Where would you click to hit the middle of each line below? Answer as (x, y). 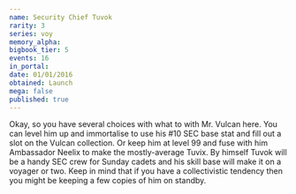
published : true (39, 99)
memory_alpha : (35, 42)
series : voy (31, 34)
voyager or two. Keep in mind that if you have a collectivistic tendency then (146, 171)
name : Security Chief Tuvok (61, 17)
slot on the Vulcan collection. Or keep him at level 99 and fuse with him (138, 143)
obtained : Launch (41, 83)
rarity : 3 (27, 26)
